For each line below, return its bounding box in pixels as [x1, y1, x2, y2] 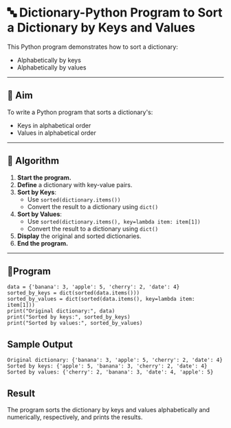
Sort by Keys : [16, 188, 57, 196]
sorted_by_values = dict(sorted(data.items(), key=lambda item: [7, 296, 195, 303]
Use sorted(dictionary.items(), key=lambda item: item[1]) [27, 217, 201, 225]
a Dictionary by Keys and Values [7, 20, 196, 36]
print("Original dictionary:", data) [7, 308, 115, 314]
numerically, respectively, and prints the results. [7, 413, 143, 421]
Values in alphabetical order [16, 129, 96, 137]
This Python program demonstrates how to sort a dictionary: [7, 43, 179, 51]
